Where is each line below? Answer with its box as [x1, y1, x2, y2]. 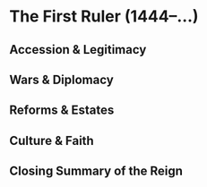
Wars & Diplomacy [9, 72, 114, 87]
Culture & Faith [9, 132, 94, 149]
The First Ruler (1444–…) [9, 6, 199, 27]
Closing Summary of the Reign [9, 164, 184, 179]
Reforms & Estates [9, 103, 115, 118]
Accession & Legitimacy [9, 42, 147, 57]
